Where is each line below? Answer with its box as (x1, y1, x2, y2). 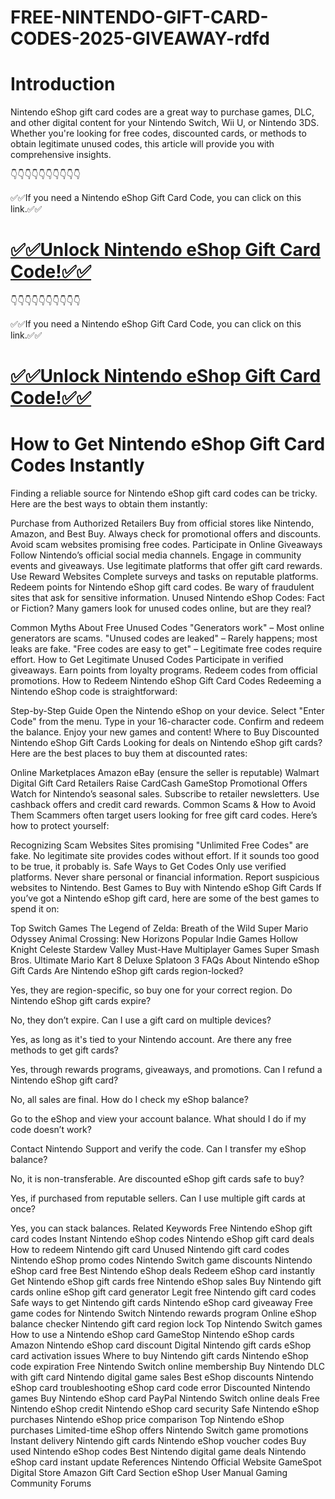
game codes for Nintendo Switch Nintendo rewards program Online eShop (10, 1307, 317, 1320)
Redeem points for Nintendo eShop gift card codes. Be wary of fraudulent (10, 581, 315, 593)
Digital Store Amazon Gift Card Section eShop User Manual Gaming (10, 1467, 288, 1479)
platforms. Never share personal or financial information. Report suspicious (10, 871, 320, 883)
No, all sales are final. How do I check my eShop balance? (10, 1094, 249, 1106)
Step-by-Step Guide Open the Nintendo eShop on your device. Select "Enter (10, 705, 325, 717)
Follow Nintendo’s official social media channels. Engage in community (10, 549, 302, 561)
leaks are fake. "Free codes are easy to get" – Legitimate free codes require (10, 643, 323, 655)
